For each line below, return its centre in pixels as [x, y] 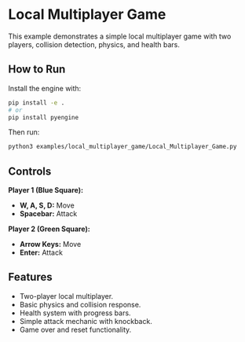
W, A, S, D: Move [47, 205]
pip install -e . [37, 103]
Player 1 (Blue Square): [46, 190]
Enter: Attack [41, 252]
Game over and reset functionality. [75, 329]
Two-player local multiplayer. [66, 296]
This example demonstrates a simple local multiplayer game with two [120, 36]
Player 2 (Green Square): [49, 229]
